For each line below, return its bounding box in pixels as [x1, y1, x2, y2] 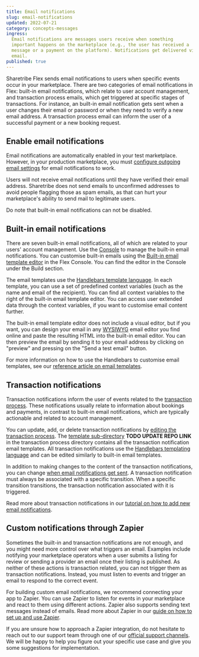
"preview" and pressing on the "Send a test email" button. [6, 345, 147, 352]
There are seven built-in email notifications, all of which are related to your [6, 240, 188, 247]
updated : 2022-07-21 [6, 20, 57, 26]
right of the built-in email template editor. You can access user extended [6, 296, 182, 303]
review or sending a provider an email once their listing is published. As [6, 558, 181, 565]
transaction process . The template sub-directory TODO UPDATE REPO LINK [6, 432, 191, 439]
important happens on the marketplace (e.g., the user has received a [11, 42, 190, 48]
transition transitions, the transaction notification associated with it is [6, 482, 174, 489]
